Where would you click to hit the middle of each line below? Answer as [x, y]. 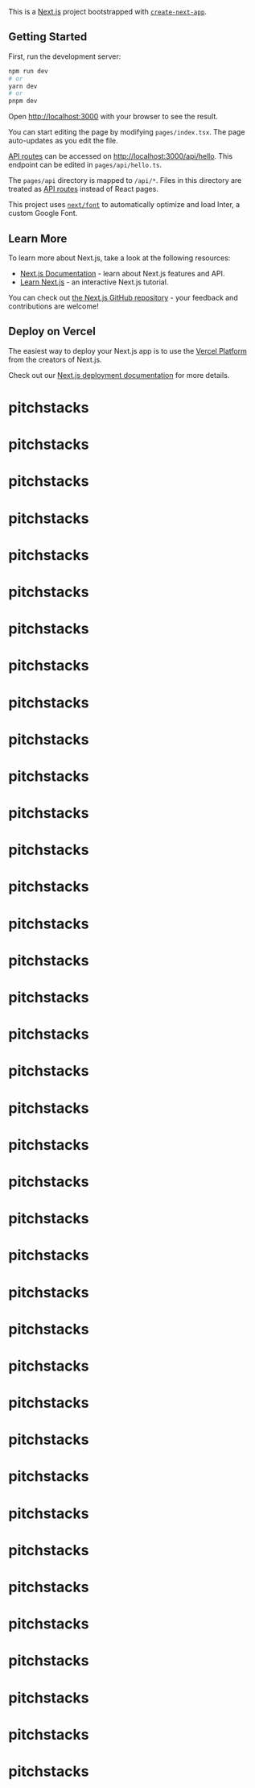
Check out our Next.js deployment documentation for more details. [119, 375]
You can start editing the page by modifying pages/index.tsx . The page [127, 132]
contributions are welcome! [53, 306]
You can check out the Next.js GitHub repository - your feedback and [123, 298]
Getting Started [48, 37]
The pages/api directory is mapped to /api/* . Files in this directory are [125, 180]
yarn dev [23, 86]
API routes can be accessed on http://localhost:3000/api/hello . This [121, 156]
